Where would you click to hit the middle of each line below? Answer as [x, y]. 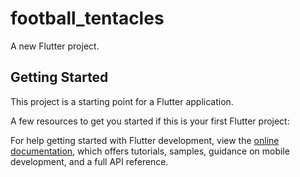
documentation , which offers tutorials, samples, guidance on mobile [150, 151]
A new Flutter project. [55, 46]
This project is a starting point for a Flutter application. [122, 101]
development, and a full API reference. [89, 161]
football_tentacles [87, 18]
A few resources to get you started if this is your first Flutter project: [150, 121]
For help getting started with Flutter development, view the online [145, 140]
